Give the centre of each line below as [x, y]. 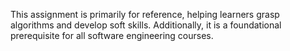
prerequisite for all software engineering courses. [112, 35]
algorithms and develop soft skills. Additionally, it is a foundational [146, 25]
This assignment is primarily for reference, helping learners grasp [145, 14]
